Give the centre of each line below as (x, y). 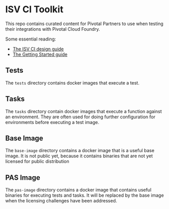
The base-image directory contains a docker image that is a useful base (80, 151)
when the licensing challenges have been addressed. (61, 201)
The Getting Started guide (40, 54)
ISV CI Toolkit (34, 9)
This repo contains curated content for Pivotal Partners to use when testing (84, 24)
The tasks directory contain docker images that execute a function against (83, 111)
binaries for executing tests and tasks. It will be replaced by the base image (85, 195)
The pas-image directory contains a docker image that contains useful (78, 190)
